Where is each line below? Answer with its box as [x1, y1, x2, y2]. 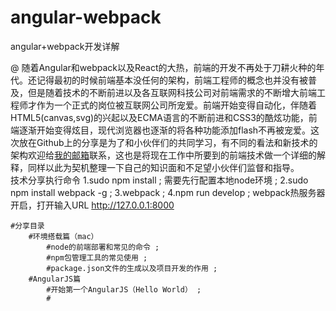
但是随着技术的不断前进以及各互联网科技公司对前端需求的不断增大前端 [27, 86, 317, 98]
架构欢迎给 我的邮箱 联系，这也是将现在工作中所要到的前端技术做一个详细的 [10, 149, 317, 161]
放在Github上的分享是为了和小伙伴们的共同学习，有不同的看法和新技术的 [18, 136, 318, 148]
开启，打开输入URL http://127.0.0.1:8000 [10, 199, 175, 211]
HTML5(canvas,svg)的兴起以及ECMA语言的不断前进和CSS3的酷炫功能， [10, 111, 309, 123]
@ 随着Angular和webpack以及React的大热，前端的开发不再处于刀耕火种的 [10, 61, 317, 73]
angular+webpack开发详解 [10, 40, 120, 52]
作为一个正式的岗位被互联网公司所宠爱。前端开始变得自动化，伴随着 [36, 99, 317, 111]
